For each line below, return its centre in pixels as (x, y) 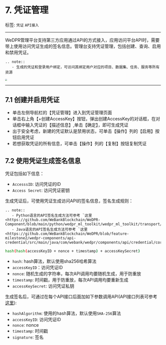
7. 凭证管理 (27, 10)
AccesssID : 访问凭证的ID (37, 184)
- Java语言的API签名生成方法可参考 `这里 (50, 229)
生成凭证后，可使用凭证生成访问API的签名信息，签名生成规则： (69, 201)
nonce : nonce (25, 325)
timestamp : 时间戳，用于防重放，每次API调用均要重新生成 (70, 280)
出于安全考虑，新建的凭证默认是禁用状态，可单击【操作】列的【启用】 (84, 131)
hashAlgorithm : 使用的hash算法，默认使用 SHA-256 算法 (66, 313)
